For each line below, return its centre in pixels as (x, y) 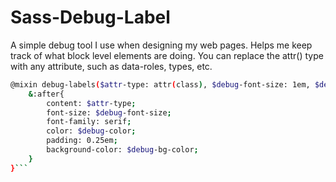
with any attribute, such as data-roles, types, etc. (111, 66)
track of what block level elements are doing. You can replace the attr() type (167, 55)
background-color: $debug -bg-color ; (122, 150)
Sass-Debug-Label (90, 17)
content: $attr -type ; (91, 103)
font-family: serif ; (89, 122)
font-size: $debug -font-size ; (109, 112)
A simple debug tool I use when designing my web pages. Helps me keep (161, 45)
